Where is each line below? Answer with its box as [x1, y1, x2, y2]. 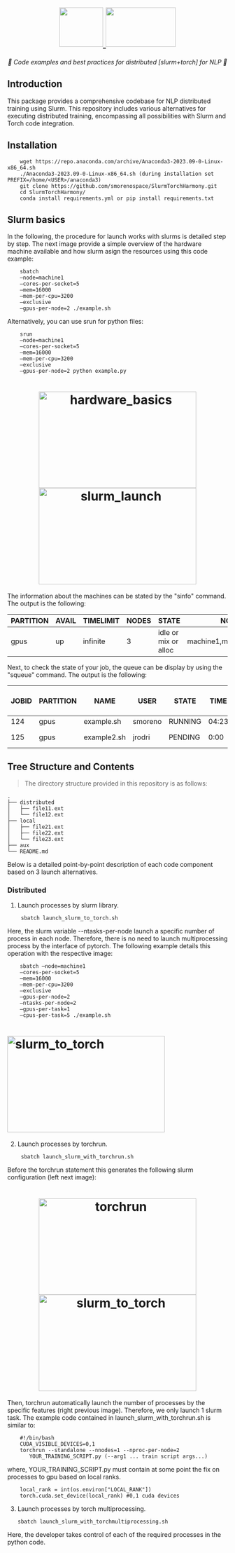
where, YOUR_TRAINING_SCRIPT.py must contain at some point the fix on [7, 1465, 220, 1474]
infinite [83, 636, 106, 646]
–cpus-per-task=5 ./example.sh [20, 1012, 111, 1019]
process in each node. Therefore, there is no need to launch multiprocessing [7, 934, 228, 943]
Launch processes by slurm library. [17, 901, 119, 910]
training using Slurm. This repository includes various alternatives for [7, 104, 206, 112]
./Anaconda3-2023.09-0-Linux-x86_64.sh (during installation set [20, 170, 215, 177]
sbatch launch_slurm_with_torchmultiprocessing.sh [17, 1518, 169, 1526]
